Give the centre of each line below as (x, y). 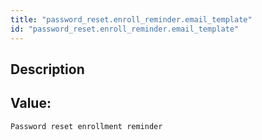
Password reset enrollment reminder (86, 126)
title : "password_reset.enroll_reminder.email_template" (131, 19)
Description (47, 69)
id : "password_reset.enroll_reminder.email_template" (125, 29)
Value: (31, 103)
